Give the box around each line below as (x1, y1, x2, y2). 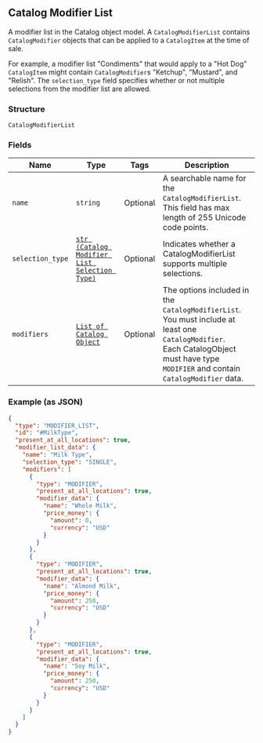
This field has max (163, 202, 230, 213)
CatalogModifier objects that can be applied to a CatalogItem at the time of (8, 35, 250, 45)
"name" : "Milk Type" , (22, 451, 92, 459)
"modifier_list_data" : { (15, 443, 96, 452)
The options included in (163, 285, 250, 296)
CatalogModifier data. (163, 373, 244, 384)
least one (163, 324, 197, 335)
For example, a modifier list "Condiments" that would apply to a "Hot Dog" (8, 59, 247, 68)
